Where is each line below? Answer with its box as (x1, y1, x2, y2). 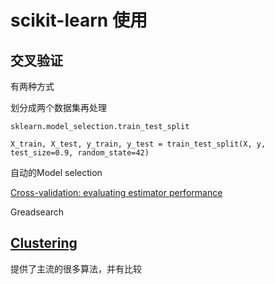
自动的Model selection (10, 167, 103, 178)
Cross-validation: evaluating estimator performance (10, 187, 223, 198)
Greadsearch (10, 206, 65, 218)
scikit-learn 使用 (10, 9, 148, 32)
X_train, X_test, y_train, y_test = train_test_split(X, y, (10, 139, 267, 149)
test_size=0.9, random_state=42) (10, 148, 150, 158)
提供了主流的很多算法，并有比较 (10, 262, 142, 275)
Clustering (10, 235, 78, 252)
